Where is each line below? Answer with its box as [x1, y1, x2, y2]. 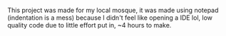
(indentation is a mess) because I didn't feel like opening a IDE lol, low [7, 13, 212, 22]
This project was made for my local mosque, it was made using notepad [7, 6, 219, 14]
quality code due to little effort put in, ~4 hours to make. [7, 21, 172, 29]
